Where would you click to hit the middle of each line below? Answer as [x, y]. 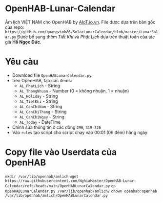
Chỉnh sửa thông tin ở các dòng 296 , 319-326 [56, 127]
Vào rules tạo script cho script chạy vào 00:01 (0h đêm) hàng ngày [80, 132]
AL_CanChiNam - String [41, 106]
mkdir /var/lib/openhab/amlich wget [42, 177]
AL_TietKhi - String [39, 101]
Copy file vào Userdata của [61, 152]
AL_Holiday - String [39, 96]
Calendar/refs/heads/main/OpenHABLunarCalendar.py [58, 186]
